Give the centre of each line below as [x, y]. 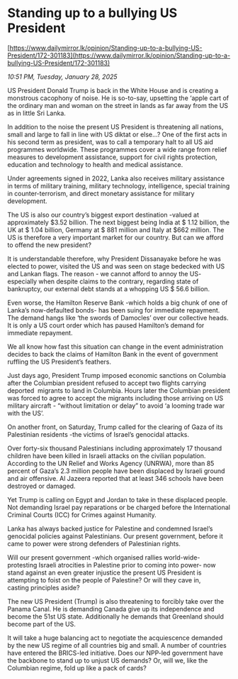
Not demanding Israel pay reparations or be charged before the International [119, 507]
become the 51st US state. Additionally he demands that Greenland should [116, 616]
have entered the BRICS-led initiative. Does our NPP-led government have [115, 653]
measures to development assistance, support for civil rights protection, [112, 157]
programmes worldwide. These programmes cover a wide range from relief [117, 149]
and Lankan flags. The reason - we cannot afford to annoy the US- [104, 273]
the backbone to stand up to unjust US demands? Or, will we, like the [108, 660]
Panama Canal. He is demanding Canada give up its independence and [111, 609]
